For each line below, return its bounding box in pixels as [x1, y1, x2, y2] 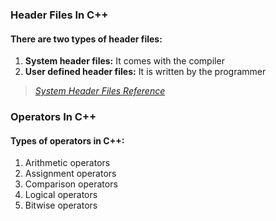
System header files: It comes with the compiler [24, 55, 225, 67]
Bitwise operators [24, 199, 98, 212]
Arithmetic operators [24, 157, 111, 169]
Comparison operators [24, 178, 118, 190]
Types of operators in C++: [10, 134, 125, 147]
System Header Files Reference [34, 85, 166, 97]
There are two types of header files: [10, 33, 163, 45]
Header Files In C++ [10, 8, 109, 22]
